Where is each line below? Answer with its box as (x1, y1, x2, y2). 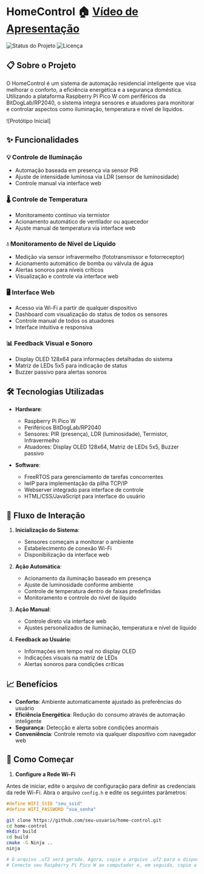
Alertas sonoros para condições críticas (24, 661, 124, 668)
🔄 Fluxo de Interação (6, 510, 86, 520)
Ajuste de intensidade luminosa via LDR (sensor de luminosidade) (15, 173, 179, 181)
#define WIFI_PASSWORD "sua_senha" (6, 806, 97, 812)
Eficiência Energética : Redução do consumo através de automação (15, 711, 185, 718)
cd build (6, 834, 29, 841)
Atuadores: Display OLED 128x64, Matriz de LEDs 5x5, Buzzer (24, 443, 179, 450)
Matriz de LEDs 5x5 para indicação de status (15, 362, 127, 369)
